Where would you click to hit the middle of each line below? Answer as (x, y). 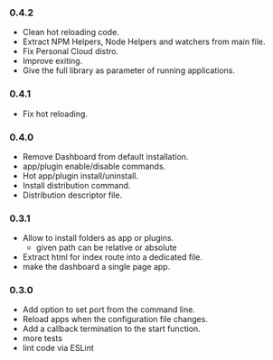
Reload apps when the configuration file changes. (115, 319)
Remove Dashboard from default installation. (105, 156)
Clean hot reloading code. (71, 32)
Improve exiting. (52, 61)
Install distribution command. (76, 185)
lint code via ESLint (58, 348)
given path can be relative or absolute (106, 248)
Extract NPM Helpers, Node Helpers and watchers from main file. (144, 42)
